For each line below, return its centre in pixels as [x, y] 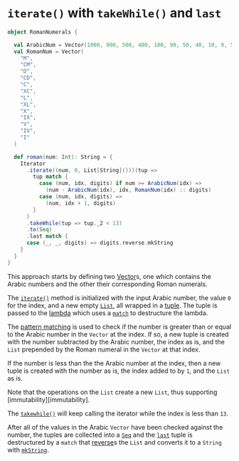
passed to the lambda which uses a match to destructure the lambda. [108, 313]
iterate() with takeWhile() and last [115, 13]
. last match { [47, 236]
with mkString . [28, 450]
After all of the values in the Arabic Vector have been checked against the [115, 427]
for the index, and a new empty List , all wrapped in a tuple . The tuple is [112, 305]
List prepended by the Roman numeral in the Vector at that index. [104, 349]
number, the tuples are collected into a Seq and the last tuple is [100, 435]
